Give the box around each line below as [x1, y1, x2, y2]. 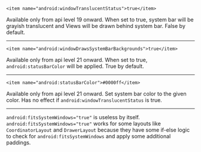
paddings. [6, 139, 31, 146]
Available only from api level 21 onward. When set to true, [6, 57, 148, 63]
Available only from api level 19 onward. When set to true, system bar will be [6, 16, 194, 23]
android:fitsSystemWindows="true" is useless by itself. [6, 114, 141, 120]
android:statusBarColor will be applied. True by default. [6, 63, 145, 70]
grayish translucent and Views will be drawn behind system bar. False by [6, 23, 185, 29]
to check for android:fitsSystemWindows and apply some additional [6, 133, 171, 139]
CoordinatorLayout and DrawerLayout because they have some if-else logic [6, 126, 190, 134]
